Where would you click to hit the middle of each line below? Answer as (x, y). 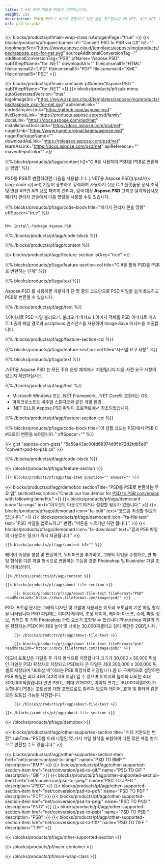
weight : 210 (17, 14)
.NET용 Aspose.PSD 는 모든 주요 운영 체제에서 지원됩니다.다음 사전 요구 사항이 (81, 369)
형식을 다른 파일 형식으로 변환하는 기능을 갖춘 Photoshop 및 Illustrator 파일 (82, 561)
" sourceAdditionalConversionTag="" (100, 53)
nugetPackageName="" (29, 136)
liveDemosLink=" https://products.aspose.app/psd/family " (63, 115)
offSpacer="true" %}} (27, 213)
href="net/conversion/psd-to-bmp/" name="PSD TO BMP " (65, 760)
